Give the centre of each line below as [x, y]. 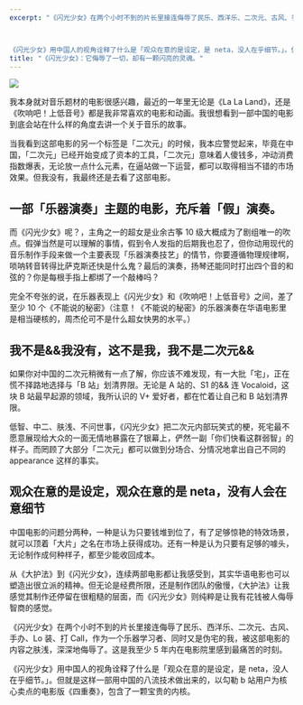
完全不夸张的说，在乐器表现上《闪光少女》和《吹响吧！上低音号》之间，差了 [151, 297]
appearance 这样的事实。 [56, 460]
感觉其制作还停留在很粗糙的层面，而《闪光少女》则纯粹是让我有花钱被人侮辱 [151, 596]
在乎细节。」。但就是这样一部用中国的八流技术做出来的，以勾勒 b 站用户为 [144, 680]
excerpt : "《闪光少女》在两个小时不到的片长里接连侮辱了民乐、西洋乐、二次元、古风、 [150, 18]
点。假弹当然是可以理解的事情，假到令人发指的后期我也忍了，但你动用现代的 [151, 244]
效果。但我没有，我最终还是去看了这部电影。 [92, 178]
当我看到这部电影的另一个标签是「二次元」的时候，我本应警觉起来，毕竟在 [147, 144]
